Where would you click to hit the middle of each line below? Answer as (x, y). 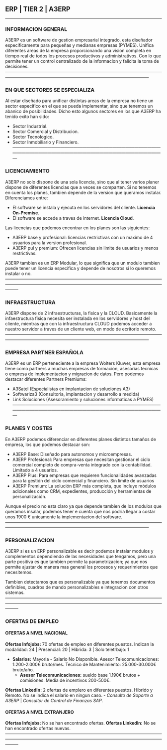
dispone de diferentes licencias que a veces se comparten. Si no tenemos (81, 187)
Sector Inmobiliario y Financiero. (45, 142)
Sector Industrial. (30, 126)
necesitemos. (19, 572)
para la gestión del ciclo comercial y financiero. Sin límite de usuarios (83, 480)
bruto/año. (23, 670)
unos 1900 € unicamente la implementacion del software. (64, 517)
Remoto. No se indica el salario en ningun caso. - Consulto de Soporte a (79, 695)
